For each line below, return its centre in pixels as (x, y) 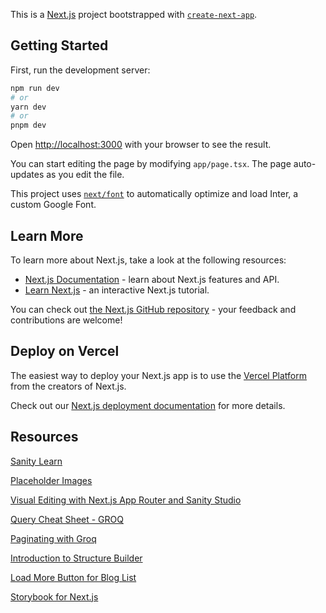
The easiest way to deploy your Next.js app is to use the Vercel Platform (159, 375)
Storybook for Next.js (54, 596)
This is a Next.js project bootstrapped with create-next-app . (134, 14)
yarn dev (28, 107)
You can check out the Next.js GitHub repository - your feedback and (153, 309)
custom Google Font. (53, 205)
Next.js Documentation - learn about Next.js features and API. (152, 279)
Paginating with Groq (53, 538)
